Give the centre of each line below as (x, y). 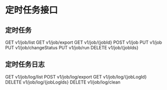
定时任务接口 (32, 10)
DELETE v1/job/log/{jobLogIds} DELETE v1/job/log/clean (63, 82)
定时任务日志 (25, 64)
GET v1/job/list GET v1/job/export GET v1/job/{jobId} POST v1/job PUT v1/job (84, 42)
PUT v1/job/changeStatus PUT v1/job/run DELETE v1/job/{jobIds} (72, 47)
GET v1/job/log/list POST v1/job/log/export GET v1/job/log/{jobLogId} (76, 77)
